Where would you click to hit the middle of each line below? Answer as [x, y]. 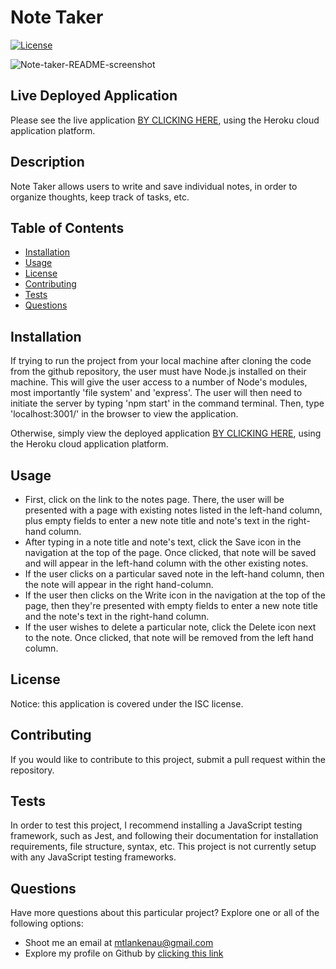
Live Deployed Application [94, 96]
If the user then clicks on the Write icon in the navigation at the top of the [175, 595]
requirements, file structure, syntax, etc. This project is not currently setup [163, 847]
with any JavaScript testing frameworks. [93, 857]
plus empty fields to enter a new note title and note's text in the [155, 520]
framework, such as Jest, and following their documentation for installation [164, 836]
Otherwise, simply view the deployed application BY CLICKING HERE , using [166, 433]
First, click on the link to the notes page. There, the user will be [154, 499]
